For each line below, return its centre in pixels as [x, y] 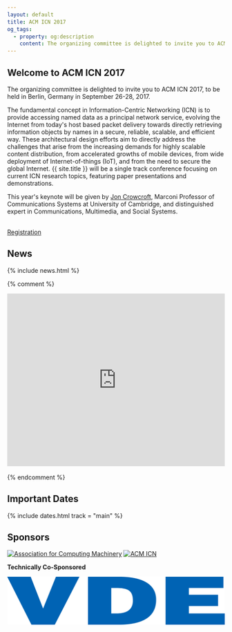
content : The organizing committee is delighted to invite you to [117, 44]
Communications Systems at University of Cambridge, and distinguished [110, 204]
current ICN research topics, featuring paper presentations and [97, 175]
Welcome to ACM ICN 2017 [66, 73]
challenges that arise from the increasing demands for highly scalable [106, 146]
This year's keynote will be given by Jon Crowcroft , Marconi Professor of [111, 196]
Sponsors [28, 537]
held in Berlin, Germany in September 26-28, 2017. [79, 96]
